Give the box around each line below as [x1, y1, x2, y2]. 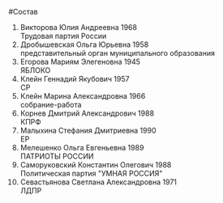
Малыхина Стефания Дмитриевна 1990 [19, 125, 157, 135]
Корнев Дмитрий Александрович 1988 [19, 108, 155, 118]
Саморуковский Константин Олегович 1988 [19, 160, 172, 169]
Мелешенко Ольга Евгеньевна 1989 [19, 143, 144, 152]
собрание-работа [19, 100, 82, 109]
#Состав [8, 7, 38, 16]
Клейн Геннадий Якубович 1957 [19, 74, 130, 83]
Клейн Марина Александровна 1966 [19, 91, 146, 100]
